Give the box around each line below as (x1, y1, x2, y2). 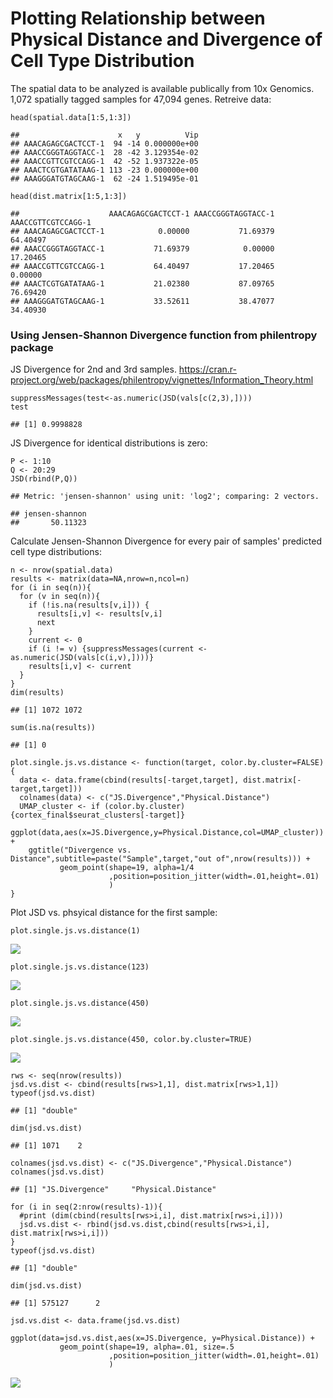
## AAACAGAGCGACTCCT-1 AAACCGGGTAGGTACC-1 (10, 208, 275, 219)
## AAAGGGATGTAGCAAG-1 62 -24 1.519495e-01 (10, 173, 199, 184)
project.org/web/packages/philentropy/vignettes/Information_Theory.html (10, 374, 314, 386)
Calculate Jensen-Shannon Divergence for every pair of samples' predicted (10, 535, 322, 547)
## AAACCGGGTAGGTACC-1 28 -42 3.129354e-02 (10, 147, 199, 157)
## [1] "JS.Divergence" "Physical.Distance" (10, 1185, 217, 1195)
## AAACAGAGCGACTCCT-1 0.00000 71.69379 (10, 226, 275, 236)
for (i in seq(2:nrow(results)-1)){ (10, 1202, 163, 1212)
